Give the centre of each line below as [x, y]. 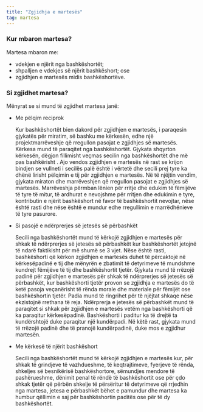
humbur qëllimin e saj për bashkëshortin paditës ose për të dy [92, 397]
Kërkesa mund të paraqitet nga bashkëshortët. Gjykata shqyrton [95, 149]
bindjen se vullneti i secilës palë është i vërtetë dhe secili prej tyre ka [101, 169]
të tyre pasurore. [36, 214]
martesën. [28, 335]
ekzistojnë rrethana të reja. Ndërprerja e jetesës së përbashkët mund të [105, 302]
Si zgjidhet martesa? [37, 93]
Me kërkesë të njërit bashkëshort [57, 346]
